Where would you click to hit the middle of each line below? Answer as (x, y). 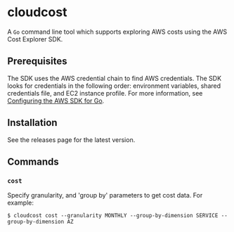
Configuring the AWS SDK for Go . (56, 101)
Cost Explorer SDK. (35, 39)
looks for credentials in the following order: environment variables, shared (114, 86)
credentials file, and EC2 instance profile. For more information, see (105, 93)
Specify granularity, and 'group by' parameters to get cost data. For (105, 195)
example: (20, 203)
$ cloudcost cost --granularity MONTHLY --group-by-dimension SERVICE (113, 216)
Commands (33, 161)
